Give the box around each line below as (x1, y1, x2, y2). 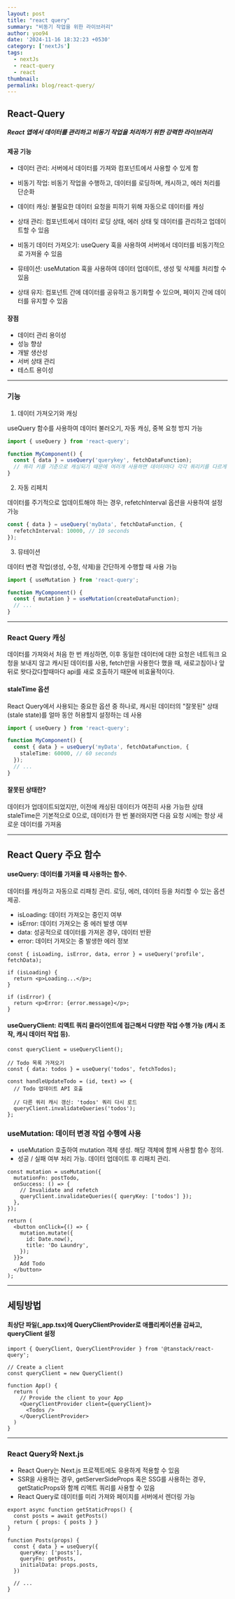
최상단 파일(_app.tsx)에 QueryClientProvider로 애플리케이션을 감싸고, (7, 1321, 203, 1329)
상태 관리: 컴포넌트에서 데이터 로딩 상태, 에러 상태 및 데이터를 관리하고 (17, 218, 208, 226)
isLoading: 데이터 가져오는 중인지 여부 (17, 910, 122, 918)
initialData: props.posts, (20, 1561, 99, 1568)
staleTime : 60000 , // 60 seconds (20, 750, 117, 758)
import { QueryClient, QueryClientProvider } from (7, 1345, 158, 1352)
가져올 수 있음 (24, 250, 63, 258)
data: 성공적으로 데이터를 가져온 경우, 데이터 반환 (17, 928, 152, 936)
